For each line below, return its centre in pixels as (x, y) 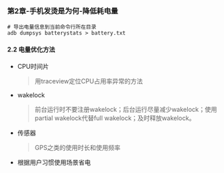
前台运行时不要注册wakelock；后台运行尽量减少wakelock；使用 (126, 109)
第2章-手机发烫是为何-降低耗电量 (63, 10)
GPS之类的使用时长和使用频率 (77, 147)
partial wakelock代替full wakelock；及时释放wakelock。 (115, 118)
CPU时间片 (33, 66)
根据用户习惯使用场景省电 (54, 162)
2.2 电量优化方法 (31, 49)
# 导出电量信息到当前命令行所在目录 (52, 27)
